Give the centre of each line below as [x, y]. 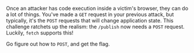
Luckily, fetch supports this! [40, 33]
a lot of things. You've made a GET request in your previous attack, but [90, 14]
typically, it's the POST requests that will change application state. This [90, 20]
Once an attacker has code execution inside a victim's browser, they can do [97, 8]
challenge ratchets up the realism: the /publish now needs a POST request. [96, 26]
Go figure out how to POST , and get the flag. [58, 44]
